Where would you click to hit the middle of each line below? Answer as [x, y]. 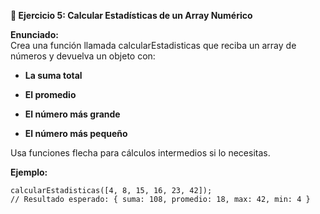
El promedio [50, 94]
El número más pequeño [76, 133]
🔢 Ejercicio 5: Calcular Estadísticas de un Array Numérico [131, 15]
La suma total [53, 75]
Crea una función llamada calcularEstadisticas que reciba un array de [153, 45]
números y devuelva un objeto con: [83, 56]
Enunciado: [34, 34]
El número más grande [72, 114]
